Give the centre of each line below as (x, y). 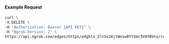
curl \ (12, 18)
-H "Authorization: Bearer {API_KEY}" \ (48, 27)
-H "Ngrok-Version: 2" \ (31, 32)
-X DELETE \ (17, 23)
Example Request (23, 7)
